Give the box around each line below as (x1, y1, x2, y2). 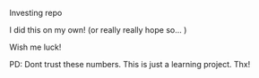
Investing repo (9, 8, 63, 18)
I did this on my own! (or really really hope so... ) (9, 25, 187, 35)
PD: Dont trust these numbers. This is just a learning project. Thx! (9, 59, 251, 69)
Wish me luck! (9, 42, 62, 52)
